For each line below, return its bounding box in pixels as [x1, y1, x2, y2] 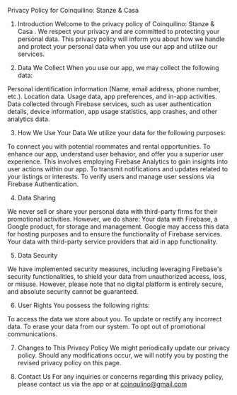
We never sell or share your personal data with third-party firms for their [7, 207, 218, 215]
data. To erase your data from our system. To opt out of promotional [7, 322, 206, 331]
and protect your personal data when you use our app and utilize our [17, 42, 218, 50]
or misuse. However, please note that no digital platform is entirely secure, [7, 280, 224, 288]
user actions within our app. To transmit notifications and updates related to [7, 165, 229, 173]
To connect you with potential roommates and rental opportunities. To [7, 142, 211, 151]
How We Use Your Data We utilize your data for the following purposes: [17, 129, 226, 137]
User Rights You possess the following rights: [17, 301, 150, 309]
